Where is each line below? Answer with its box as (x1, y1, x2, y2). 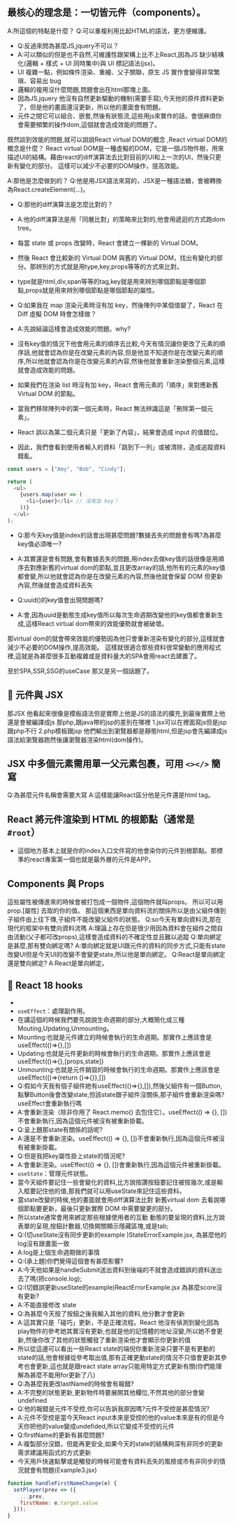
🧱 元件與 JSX (7, 689, 64, 701)
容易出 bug (29, 76, 61, 85)
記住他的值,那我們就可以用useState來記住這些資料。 (36, 1187, 186, 1195)
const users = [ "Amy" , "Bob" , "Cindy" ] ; (7, 465, 127, 472)
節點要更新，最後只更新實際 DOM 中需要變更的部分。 (23, 1204, 177, 1213)
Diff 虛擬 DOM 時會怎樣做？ (17, 309, 97, 318)
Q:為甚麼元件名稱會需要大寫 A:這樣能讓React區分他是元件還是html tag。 (7, 791, 214, 799)
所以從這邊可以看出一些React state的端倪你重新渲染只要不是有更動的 (17, 1344, 215, 1353)
